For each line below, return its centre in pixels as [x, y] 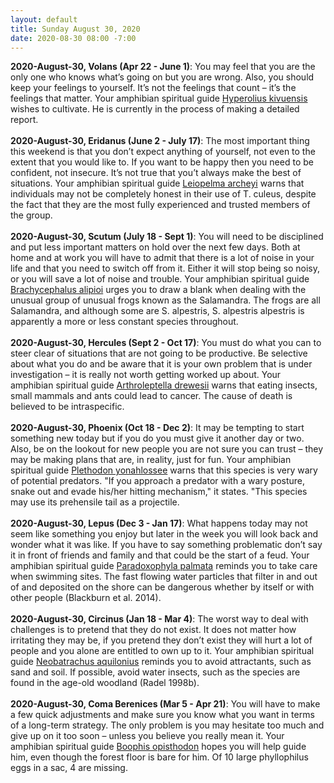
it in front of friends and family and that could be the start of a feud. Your [160, 555]
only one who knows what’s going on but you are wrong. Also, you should [162, 77]
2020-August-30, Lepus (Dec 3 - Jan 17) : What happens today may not [159, 523]
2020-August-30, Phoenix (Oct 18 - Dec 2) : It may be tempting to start [157, 428]
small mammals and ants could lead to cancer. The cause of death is [151, 396]
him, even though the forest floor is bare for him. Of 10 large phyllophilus [159, 757]
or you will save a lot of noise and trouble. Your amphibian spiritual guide [160, 279]
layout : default [44, 19]
